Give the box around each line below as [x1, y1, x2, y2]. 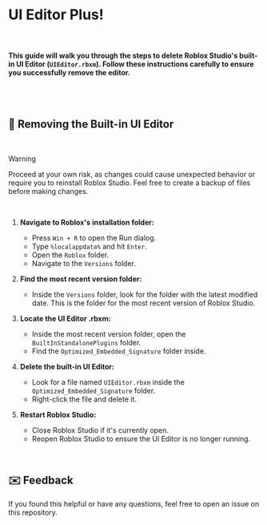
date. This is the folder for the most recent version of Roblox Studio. [31, 298, 256, 308]
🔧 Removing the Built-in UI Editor [8, 117, 174, 131]
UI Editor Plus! [8, 6, 104, 24]
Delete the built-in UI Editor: [19, 361, 114, 371]
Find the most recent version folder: [19, 274, 142, 284]
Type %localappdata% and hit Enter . [31, 241, 148, 251]
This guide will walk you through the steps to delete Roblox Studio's [8, 50, 238, 60]
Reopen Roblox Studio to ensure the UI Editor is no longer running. [31, 434, 251, 443]
